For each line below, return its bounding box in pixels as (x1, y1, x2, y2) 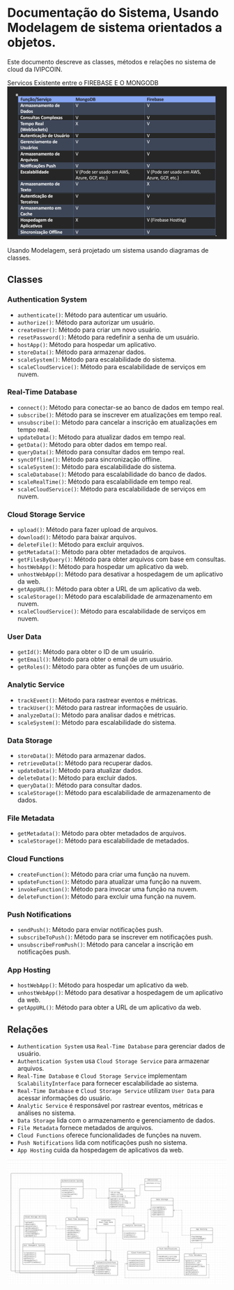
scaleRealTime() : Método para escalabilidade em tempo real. (17, 477, 193, 486)
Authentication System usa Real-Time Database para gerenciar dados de (17, 1042, 226, 1051)
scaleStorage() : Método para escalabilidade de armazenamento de (17, 789, 211, 797)
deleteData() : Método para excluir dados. (17, 773, 138, 783)
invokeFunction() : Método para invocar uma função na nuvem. (17, 884, 198, 893)
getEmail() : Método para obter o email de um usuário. (17, 655, 173, 664)
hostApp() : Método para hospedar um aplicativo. (17, 340, 157, 348)
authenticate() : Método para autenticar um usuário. (17, 311, 168, 319)
